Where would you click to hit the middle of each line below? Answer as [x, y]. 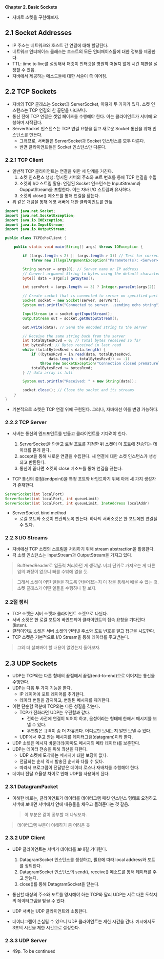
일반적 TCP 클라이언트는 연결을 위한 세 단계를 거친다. [62, 171]
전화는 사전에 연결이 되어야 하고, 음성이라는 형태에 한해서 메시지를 [89, 719]
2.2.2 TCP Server [26, 422]
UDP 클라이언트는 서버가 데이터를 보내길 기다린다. [60, 849]
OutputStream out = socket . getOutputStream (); [71, 318]
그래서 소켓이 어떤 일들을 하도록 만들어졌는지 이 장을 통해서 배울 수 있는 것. [88, 582]
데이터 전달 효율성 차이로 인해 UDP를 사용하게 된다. [61, 774]
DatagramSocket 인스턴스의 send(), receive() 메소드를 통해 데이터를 [85, 872]
